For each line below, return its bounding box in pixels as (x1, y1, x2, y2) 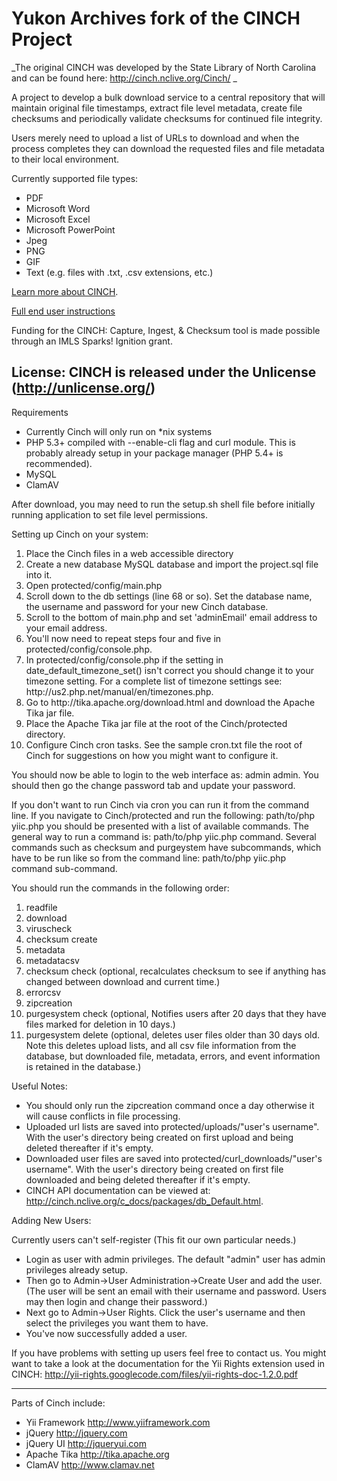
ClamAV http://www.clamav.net (25, 1458, 155, 1471)
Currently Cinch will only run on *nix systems (25, 425, 213, 437)
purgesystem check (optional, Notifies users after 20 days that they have (25, 1007, 327, 1019)
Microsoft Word (25, 202, 91, 214)
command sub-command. (11, 862, 118, 874)
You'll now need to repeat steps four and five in (25, 632, 222, 644)
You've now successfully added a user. (25, 1327, 188, 1339)
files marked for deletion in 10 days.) (25, 1018, 176, 1030)
